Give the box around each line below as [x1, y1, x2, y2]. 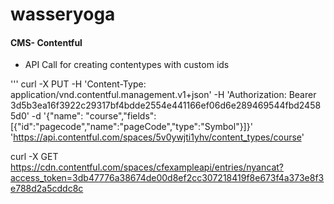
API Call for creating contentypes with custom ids [24, 59, 230, 71]
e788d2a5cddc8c [10, 183, 84, 195]
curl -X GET [10, 151, 59, 163]
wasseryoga [10, 3, 116, 26]
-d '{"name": [31, 110, 84, 122]
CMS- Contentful [10, 36, 83, 48]
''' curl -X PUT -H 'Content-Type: [10, 78, 147, 90]
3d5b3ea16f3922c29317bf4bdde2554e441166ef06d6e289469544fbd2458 [10, 99, 322, 112]
